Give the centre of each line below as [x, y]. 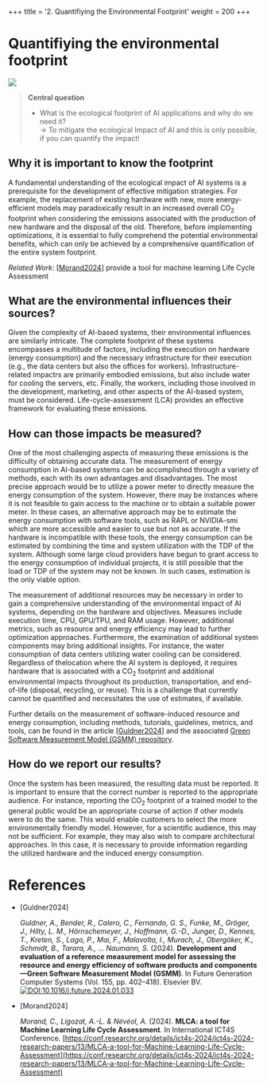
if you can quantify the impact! [90, 138]
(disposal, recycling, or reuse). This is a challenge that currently [134, 690]
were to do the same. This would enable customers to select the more [122, 819]
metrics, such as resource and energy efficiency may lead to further [120, 629]
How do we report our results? [85, 764]
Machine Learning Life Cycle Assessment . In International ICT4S [127, 1029]
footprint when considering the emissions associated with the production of [132, 218]
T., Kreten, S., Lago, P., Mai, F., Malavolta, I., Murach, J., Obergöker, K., [137, 939]
